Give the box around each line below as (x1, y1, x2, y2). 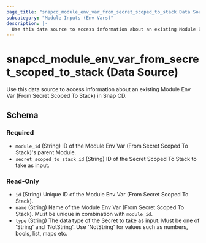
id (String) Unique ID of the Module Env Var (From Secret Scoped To (15, 191, 189, 198)
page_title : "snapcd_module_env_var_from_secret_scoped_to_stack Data (6, 9, 191, 15)
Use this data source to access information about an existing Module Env (6, 86, 191, 93)
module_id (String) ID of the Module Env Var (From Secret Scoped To (15, 142, 188, 149)
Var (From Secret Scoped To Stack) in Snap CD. (6, 92, 127, 100)
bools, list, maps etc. (15, 230, 68, 237)
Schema (6, 110, 39, 120)
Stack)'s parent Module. (15, 148, 77, 156)
